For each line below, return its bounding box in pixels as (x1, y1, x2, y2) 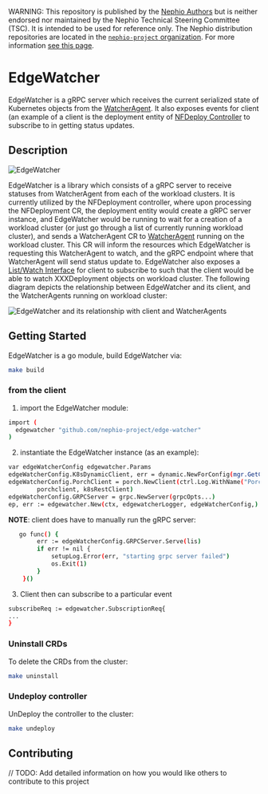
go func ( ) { (18, 530, 59, 538)
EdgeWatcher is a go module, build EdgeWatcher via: (8, 351, 182, 360)
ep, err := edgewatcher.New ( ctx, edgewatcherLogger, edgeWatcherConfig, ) (8, 500, 259, 508)
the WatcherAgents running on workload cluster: (8, 291, 167, 300)
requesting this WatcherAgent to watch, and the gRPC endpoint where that (8, 248, 254, 258)
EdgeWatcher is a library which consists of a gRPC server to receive (8, 180, 232, 190)
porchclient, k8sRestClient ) (37, 485, 134, 494)
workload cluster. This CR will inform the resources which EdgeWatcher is (8, 240, 251, 249)
